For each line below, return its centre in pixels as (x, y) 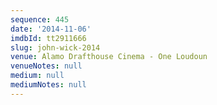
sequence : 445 (40, 19)
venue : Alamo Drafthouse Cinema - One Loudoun (109, 57)
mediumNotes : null (48, 85)
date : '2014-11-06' (51, 29)
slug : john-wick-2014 (55, 47)
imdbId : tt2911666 (48, 38)
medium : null (37, 76)
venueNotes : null (46, 66)
